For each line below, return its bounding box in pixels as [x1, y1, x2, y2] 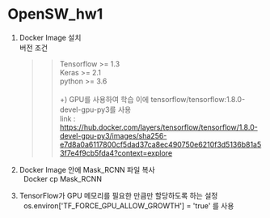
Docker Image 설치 [19, 32, 82, 42]
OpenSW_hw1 [7, 5, 103, 24]
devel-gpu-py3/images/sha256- [59, 130, 167, 140]
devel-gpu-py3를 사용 [59, 105, 132, 114]
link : [59, 113, 76, 123]
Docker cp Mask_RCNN [23, 173, 103, 183]
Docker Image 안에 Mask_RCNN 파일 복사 [19, 165, 155, 174]
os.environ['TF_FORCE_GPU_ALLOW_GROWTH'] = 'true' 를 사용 [23, 200, 234, 211]
